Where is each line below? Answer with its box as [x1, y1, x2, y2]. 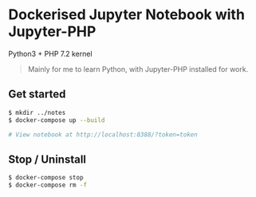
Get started [8, 88, 66, 101]
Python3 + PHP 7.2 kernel [8, 49, 93, 58]
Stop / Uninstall [8, 152, 86, 166]
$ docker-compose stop [8, 174, 84, 182]
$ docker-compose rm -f [8, 181, 88, 189]
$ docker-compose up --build [8, 116, 105, 124]
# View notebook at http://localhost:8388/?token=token [8, 130, 198, 139]
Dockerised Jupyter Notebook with [8, 6, 246, 24]
